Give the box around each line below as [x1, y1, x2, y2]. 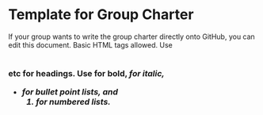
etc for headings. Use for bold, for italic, [8, 68, 165, 79]
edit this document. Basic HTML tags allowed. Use [8, 40, 173, 49]
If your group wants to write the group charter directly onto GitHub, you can [8, 32, 255, 41]
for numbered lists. [35, 96, 111, 107]
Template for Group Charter [8, 6, 194, 24]
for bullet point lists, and [21, 86, 119, 97]
